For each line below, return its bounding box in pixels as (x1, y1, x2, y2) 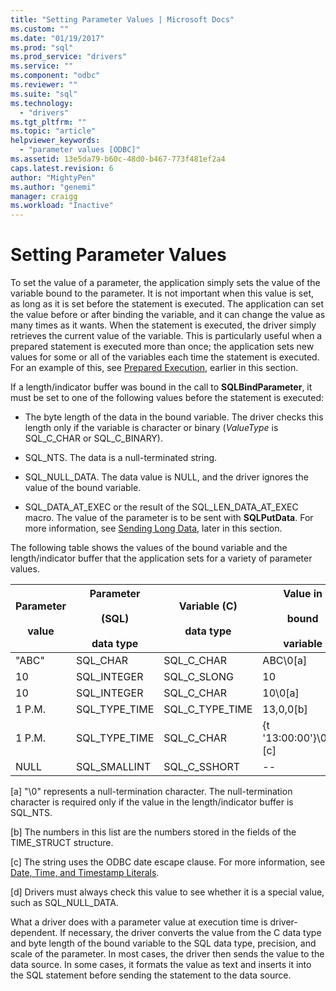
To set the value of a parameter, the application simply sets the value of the (10, 277, 321, 289)
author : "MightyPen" (10, 172, 97, 183)
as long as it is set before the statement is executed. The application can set (10, 298, 324, 310)
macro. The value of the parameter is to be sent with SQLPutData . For (24, 512, 314, 524)
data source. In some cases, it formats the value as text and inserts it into (10, 959, 312, 971)
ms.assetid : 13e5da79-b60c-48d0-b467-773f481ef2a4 (10, 154, 226, 164)
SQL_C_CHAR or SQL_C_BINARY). (24, 432, 163, 445)
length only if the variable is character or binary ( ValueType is (24, 422, 279, 434)
